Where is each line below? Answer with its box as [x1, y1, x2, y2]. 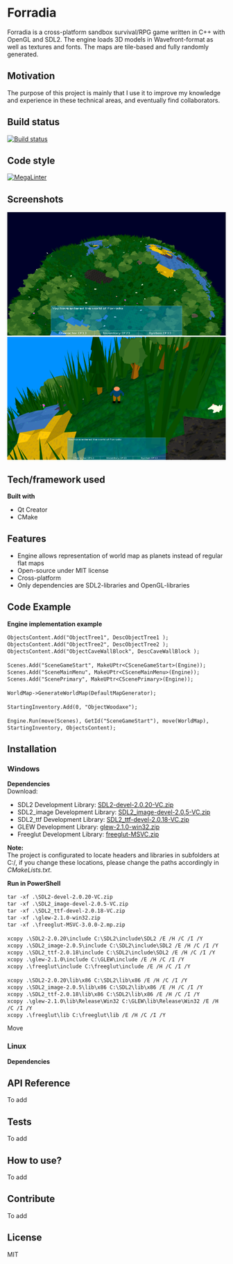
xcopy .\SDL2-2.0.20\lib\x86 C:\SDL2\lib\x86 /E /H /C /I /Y [7, 977, 188, 985]
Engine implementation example [7, 619, 103, 628]
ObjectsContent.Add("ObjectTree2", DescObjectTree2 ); [7, 641, 169, 648]
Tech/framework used [7, 473, 105, 485]
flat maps [17, 558, 44, 567]
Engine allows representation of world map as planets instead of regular [17, 551, 223, 560]
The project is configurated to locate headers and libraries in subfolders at [7, 851, 220, 859]
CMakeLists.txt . [7, 866, 52, 874]
